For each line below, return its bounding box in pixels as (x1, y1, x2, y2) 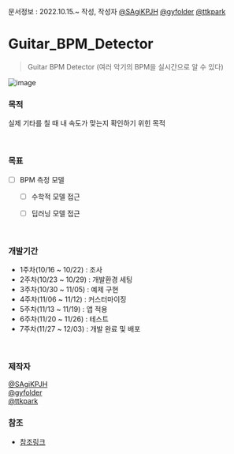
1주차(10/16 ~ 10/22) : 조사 (19, 265, 102, 275)
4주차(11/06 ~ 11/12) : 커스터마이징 (19, 295, 127, 304)
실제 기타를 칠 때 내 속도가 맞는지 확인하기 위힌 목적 (8, 118, 165, 128)
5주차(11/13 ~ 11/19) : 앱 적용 (19, 305, 108, 314)
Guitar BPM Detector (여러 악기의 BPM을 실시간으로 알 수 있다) (27, 62, 225, 71)
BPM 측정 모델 (19, 174, 65, 184)
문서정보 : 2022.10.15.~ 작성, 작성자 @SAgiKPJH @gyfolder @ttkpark (8, 7, 226, 16)
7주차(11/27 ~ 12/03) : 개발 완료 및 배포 (19, 325, 141, 334)
